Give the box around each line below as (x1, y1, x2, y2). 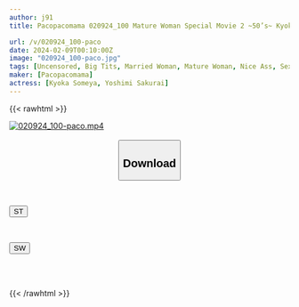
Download (123, 157, 176, 170)
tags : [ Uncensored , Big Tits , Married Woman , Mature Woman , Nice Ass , (9, 62, 277, 71)
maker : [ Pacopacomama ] (9, 70, 93, 80)
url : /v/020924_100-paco (9, 37, 101, 46)
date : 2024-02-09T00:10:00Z (9, 45, 114, 54)
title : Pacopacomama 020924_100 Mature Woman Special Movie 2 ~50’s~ (9, 21, 273, 30)
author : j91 (9, 12, 53, 22)
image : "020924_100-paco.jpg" (9, 54, 122, 63)
